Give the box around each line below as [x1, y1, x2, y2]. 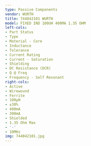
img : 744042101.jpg [5, 134, 45, 139]
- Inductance [5, 43, 32, 48]
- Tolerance [5, 48, 29, 53]
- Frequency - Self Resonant [5, 75, 64, 80]
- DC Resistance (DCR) [5, 66, 51, 71]
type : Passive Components [5, 7, 57, 12]
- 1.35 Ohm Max [5, 120, 36, 125]
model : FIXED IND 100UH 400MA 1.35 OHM [5, 20, 86, 26]
